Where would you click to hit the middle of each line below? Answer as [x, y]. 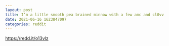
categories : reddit [26, 24]
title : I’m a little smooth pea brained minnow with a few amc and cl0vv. [86, 15]
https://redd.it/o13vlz [27, 38]
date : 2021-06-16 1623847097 [36, 19]
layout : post [19, 10]
